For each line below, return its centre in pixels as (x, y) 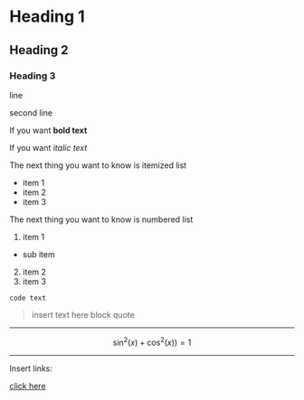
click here (28, 386)
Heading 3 (33, 76)
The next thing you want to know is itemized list (98, 165)
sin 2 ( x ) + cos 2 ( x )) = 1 (152, 341)
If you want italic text (48, 147)
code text (28, 298)
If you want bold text (48, 130)
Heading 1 (47, 17)
